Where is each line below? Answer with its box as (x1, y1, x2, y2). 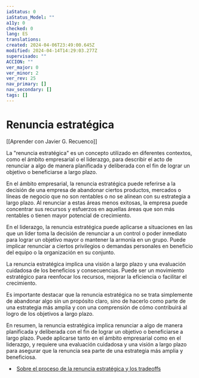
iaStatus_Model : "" (6, 14, 55, 20)
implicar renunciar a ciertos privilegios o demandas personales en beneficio (6, 242, 193, 249)
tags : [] (6, 92, 28, 98)
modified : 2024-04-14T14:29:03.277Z (6, 48, 97, 54)
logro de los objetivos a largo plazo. (6, 310, 94, 317)
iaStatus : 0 (6, 8, 36, 15)
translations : (6, 36, 42, 42)
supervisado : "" (6, 53, 47, 59)
